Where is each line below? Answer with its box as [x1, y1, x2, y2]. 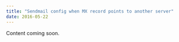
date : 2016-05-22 [6, 14, 49, 20]
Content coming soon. [6, 29, 60, 36]
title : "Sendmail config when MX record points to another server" [6, 8, 174, 14]
